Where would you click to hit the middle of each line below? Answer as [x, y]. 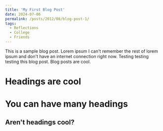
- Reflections [24, 28]
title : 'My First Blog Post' [35, 10]
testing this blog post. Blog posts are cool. [48, 62]
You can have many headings [67, 104]
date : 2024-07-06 [23, 14]
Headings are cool [43, 82]
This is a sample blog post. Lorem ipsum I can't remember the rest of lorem [81, 51]
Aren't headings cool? [40, 122]
